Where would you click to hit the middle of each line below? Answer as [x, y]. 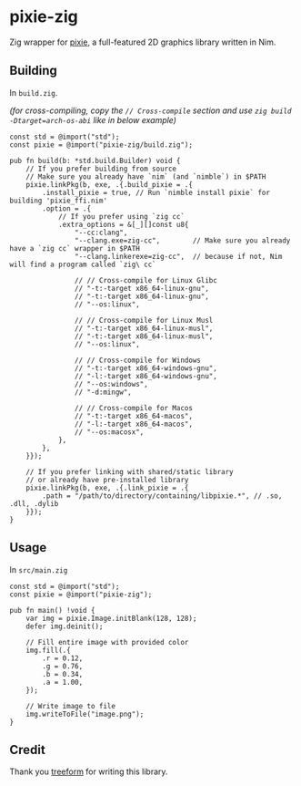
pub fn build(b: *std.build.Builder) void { [95, 160]
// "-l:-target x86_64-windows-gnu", [146, 376]
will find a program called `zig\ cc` [83, 264]
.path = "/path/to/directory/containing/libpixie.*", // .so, [162, 496]
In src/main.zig [39, 569]
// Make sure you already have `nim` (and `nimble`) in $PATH [146, 176]
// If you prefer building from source [101, 169]
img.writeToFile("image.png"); [85, 714]
